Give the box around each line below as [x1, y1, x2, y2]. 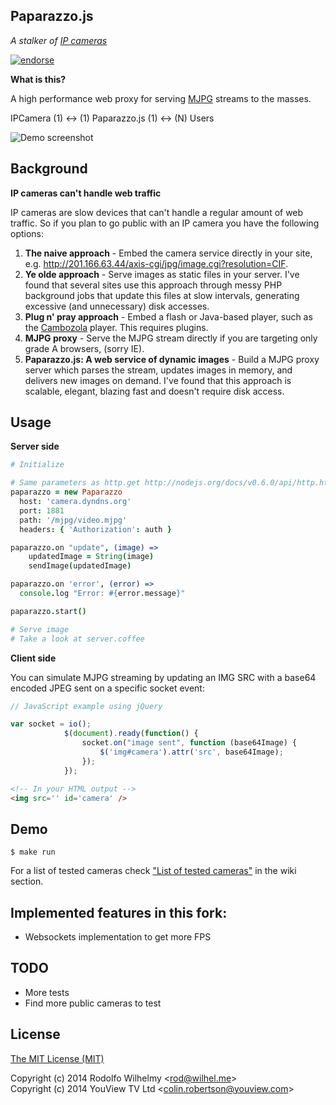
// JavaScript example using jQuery [10, 701, 163, 711]
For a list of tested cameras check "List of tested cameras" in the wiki [10, 865, 297, 877]
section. [10, 875, 44, 888]
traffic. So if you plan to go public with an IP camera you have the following [10, 217, 320, 229]
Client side [10, 652, 57, 664]
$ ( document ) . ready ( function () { [63, 729, 199, 739]
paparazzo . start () [10, 606, 87, 616]
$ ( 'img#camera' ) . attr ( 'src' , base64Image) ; [99, 747, 284, 758]
